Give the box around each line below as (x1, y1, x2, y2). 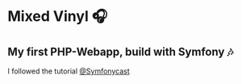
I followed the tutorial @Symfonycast (7, 66, 130, 76)
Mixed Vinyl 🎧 (7, 7, 108, 26)
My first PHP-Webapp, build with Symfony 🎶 (7, 44, 234, 58)
